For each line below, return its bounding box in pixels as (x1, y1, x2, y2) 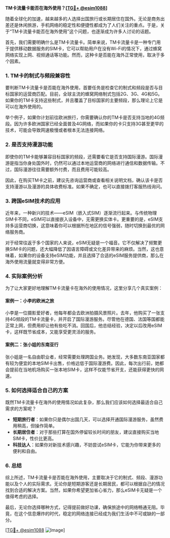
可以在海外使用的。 (5, 104, 46, 110)
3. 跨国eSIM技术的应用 (5, 197, 61, 205)
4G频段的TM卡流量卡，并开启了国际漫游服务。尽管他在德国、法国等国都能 (9, 316, 165, 322)
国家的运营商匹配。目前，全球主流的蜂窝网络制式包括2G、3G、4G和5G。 (9, 91, 163, 97)
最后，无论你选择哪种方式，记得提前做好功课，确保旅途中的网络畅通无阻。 (5, 505, 160, 511)
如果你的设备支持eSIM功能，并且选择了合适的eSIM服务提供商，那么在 (18, 252, 164, 258)
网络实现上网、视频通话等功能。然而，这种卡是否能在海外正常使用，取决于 (5, 52, 160, 58)
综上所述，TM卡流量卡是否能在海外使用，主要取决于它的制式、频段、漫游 (5, 475, 158, 481)
